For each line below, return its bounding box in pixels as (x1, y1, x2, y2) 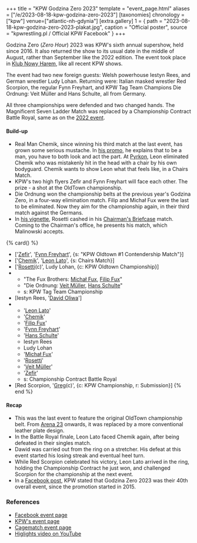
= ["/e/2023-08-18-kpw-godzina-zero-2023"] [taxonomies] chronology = (6, 11, 185, 18)
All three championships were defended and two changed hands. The (6, 102, 175, 108)
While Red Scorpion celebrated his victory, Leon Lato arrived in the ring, (14, 458, 189, 465)
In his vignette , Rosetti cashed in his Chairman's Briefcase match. (14, 216, 173, 223)
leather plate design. (14, 427, 65, 434)
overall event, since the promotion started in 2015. (14, 483, 136, 490)
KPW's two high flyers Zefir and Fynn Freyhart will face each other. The (14, 178, 188, 185)
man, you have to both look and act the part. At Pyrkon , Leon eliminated (14, 153, 189, 160)
